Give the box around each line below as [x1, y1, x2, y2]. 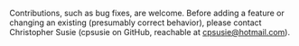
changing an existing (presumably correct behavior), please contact [9, 17, 262, 28]
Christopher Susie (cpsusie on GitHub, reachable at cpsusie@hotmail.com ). [9, 27, 291, 37]
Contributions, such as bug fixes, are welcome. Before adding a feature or [9, 8, 285, 18]
